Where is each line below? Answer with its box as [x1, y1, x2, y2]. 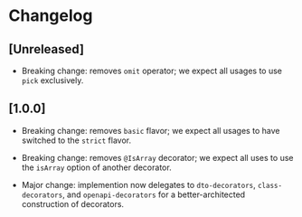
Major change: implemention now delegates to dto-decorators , [21, 179, 257, 190]
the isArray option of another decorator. [21, 162, 173, 173]
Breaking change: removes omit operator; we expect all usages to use [21, 65, 282, 76]
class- [257, 181, 282, 190]
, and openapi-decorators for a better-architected [61, 189, 246, 200]
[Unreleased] [8, 42, 85, 57]
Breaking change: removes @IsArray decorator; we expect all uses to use [21, 152, 294, 163]
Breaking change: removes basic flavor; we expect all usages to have [21, 125, 280, 136]
